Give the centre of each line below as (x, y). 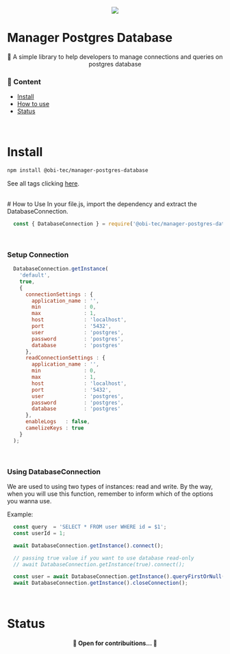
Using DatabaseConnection (54, 471)
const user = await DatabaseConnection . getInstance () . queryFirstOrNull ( (119, 577)
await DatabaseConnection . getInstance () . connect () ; (89, 545)
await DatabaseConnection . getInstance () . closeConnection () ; (101, 583)
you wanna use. (29, 501)
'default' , (35, 275)
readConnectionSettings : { (65, 358)
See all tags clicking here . (43, 184)
